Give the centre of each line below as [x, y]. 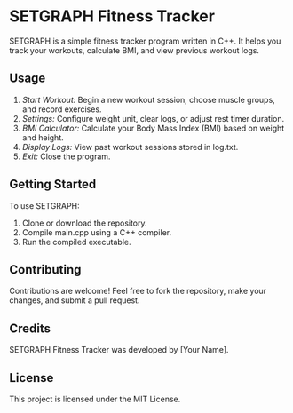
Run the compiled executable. [76, 242]
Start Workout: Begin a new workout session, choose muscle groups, [148, 99]
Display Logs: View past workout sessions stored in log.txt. [130, 147]
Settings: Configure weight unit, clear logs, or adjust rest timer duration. [153, 118]
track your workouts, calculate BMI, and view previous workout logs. [135, 50]
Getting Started [53, 184]
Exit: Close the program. [66, 156]
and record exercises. [62, 109]
